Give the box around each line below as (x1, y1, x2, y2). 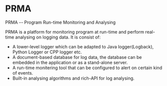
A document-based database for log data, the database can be (12, 54, 142, 60)
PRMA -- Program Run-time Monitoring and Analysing (5, 19, 116, 25)
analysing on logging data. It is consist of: (15, 34, 101, 40)
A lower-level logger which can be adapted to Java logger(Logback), (12, 43, 154, 49)
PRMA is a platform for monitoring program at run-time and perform (5, 29, 145, 35)
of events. (12, 70, 33, 76)
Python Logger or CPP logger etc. (12, 49, 82, 55)
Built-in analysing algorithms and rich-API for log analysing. (12, 75, 135, 81)
